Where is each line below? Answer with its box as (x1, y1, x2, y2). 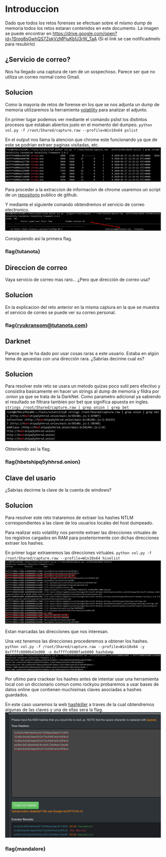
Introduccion (5, 3, 59, 15)
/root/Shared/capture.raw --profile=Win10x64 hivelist (5, 556, 121, 561)
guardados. (5, 692, 29, 698)
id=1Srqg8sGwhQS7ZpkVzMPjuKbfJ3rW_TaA (5, 36, 97, 42)
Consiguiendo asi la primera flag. (5, 236, 73, 242)
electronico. (5, 207, 30, 213)
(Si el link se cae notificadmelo (98, 36, 161, 42)
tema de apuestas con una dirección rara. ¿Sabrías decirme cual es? (5, 356, 145, 361)
